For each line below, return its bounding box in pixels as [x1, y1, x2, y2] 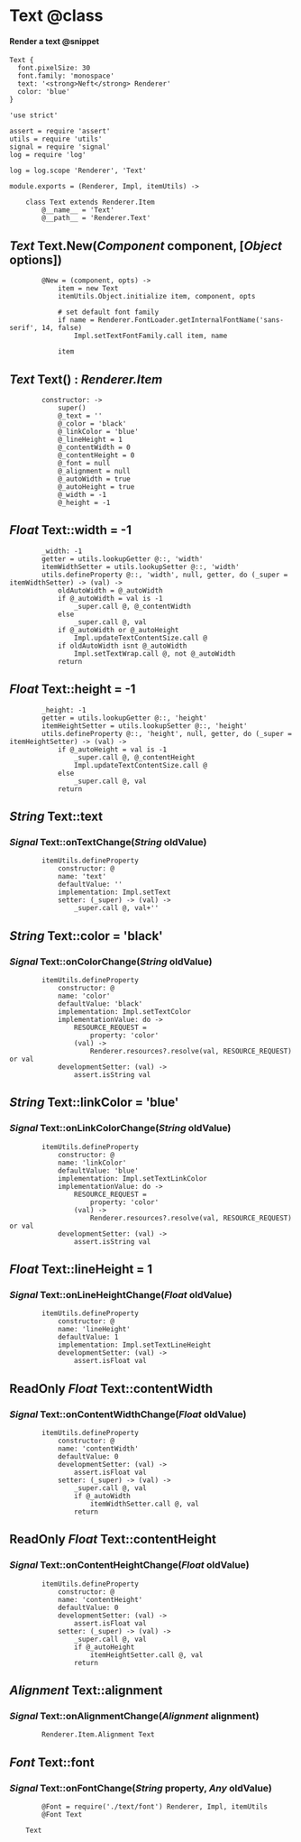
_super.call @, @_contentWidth [73, 602, 192, 611]
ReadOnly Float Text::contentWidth [9, 1381, 214, 1396]
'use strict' [9, 111, 59, 120]
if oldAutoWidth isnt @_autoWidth [57, 641, 187, 650]
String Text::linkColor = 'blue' [9, 1095, 179, 1110]
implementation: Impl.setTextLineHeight [57, 1340, 212, 1349]
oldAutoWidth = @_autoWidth [57, 585, 164, 595]
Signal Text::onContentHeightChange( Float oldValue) [9, 1559, 250, 1571]
